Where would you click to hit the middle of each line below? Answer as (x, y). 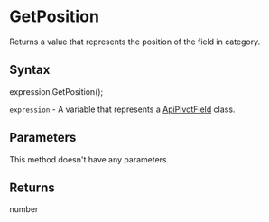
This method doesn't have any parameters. (89, 159)
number (24, 209)
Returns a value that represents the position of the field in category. (135, 42)
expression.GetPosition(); (56, 91)
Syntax (30, 70)
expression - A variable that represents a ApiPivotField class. (122, 109)
